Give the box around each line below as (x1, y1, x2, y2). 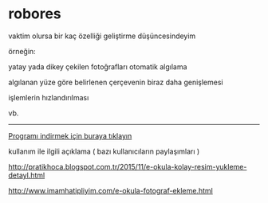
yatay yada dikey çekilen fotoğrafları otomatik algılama (8, 61, 187, 72)
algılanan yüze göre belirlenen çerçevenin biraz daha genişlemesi (8, 77, 223, 87)
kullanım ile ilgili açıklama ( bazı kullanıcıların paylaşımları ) (8, 146, 200, 156)
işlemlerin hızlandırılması (8, 92, 89, 102)
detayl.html (8, 170, 45, 180)
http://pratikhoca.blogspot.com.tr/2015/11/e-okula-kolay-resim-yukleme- (8, 162, 247, 171)
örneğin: (8, 46, 36, 56)
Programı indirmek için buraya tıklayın (8, 131, 132, 140)
